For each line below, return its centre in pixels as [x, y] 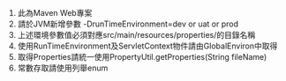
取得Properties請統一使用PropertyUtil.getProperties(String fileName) [142, 57]
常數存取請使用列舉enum [63, 68]
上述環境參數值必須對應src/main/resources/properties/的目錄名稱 [136, 35]
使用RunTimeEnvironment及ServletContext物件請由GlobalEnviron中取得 [147, 46]
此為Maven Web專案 [55, 13]
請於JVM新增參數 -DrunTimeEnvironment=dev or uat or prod [128, 24]
